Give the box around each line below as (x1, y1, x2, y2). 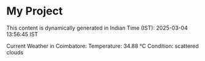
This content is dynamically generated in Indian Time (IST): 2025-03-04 (6, 24, 188, 31)
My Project (6, 4, 63, 18)
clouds (6, 48, 24, 56)
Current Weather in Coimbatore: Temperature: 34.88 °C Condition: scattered (6, 42, 199, 50)
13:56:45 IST (6, 30, 39, 37)
